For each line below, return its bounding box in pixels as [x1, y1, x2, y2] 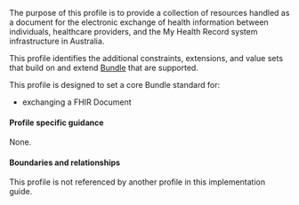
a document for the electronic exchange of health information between [9, 17, 269, 28]
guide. [9, 186, 33, 197]
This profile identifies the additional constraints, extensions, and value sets [9, 53, 283, 63]
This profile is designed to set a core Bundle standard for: [9, 80, 221, 90]
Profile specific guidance [9, 117, 104, 128]
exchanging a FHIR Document [21, 97, 132, 107]
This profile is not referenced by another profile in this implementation [9, 177, 266, 187]
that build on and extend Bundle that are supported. [9, 62, 198, 73]
